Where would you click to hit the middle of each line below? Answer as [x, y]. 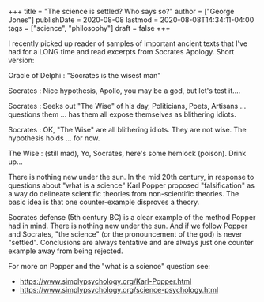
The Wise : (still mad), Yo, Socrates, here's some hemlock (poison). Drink [127, 153]
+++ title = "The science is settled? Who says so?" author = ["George [121, 11]
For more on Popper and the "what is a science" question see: [109, 266]
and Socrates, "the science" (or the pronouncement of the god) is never [125, 234]
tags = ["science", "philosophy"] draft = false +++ [89, 28]
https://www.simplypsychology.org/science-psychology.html [119, 290]
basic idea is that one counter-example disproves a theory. [104, 202]
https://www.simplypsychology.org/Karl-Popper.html [106, 281]
